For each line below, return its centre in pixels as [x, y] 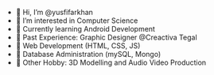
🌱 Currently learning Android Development [85, 29]
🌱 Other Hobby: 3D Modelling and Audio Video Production [111, 62]
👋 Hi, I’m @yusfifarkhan [54, 12]
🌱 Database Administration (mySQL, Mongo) [88, 54]
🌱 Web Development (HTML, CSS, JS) [78, 46]
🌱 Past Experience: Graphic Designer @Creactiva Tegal [106, 37]
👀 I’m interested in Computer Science [77, 21]
